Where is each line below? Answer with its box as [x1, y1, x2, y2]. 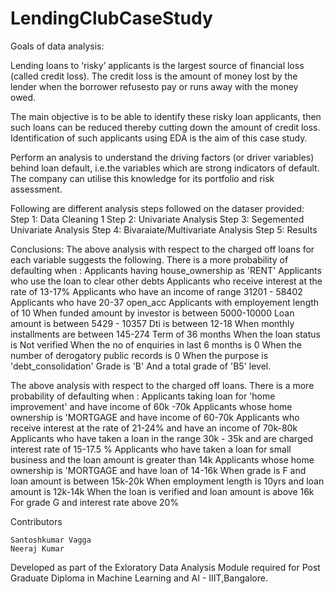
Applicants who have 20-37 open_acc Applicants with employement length [10, 296, 320, 308]
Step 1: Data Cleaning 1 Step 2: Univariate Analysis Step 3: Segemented [10, 213, 305, 225]
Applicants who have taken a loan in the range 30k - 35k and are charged [10, 432, 314, 444]
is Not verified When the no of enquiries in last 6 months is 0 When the [10, 338, 302, 351]
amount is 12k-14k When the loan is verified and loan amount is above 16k [10, 485, 315, 497]
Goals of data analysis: [10, 40, 105, 52]
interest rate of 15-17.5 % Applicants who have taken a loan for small [10, 443, 292, 455]
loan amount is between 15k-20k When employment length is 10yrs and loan [10, 475, 325, 487]
